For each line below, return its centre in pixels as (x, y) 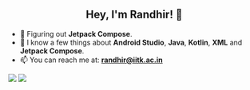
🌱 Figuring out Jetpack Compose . (76, 33)
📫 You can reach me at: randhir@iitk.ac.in (91, 60)
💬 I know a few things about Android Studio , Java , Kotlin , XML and (131, 42)
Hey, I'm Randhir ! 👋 (134, 15)
